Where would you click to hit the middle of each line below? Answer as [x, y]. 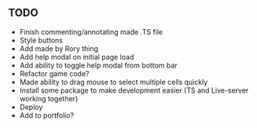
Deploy [31, 107]
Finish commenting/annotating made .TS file [91, 31]
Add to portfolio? [47, 115]
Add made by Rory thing [59, 48]
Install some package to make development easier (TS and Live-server [134, 90]
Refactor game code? [54, 73]
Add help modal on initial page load [77, 57]
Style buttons [41, 40]
